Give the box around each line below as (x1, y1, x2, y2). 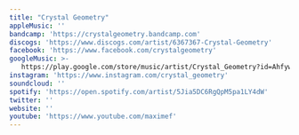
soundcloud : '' (9, 79, 66, 88)
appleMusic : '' (9, 21, 66, 30)
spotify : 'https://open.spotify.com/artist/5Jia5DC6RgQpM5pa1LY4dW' (9, 87, 269, 96)
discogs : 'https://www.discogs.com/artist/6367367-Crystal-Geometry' (9, 37, 273, 47)
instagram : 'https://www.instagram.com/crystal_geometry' (9, 71, 229, 80)
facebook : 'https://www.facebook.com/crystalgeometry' (9, 46, 217, 55)
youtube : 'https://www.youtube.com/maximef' (9, 112, 177, 121)
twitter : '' (9, 95, 53, 105)
